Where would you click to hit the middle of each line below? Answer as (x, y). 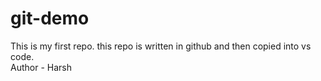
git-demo (50, 18)
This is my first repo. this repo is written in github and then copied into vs (161, 46)
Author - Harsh (41, 67)
